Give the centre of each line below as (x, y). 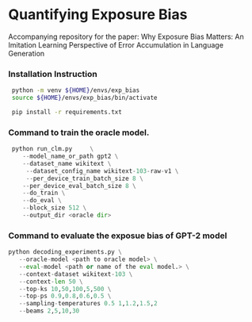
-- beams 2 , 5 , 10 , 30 (49, 311)
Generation (27, 53)
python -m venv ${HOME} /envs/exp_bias (76, 90)
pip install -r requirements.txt (67, 112)
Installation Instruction (53, 74)
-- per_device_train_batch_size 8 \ (85, 178)
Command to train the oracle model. (79, 132)
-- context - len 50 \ (51, 282)
